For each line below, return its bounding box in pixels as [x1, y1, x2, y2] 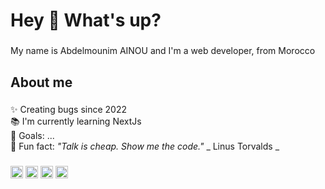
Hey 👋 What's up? [10, 9, 162, 32]
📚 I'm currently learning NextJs [10, 115, 142, 128]
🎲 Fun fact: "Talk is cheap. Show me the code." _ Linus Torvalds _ [10, 140, 280, 153]
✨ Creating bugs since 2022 [10, 104, 128, 116]
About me [10, 74, 73, 91]
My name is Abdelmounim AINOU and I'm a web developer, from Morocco [10, 45, 316, 57]
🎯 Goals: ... [10, 130, 55, 142]
